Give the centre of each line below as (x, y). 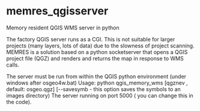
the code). (19, 102)
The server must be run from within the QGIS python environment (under (96, 76)
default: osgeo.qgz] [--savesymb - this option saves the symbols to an (94, 89)
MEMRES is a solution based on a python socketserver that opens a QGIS (97, 52)
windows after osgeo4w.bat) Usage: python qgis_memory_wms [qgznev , (97, 83)
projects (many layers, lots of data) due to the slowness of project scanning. (100, 46)
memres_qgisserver (57, 11)
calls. (13, 65)
